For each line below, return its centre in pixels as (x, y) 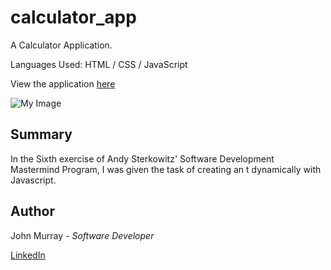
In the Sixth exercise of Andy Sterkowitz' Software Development (142, 158)
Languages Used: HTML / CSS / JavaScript (99, 64)
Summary (41, 134)
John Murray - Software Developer (82, 235)
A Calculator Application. (61, 45)
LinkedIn (28, 255)
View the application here (63, 83)
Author (32, 211)
